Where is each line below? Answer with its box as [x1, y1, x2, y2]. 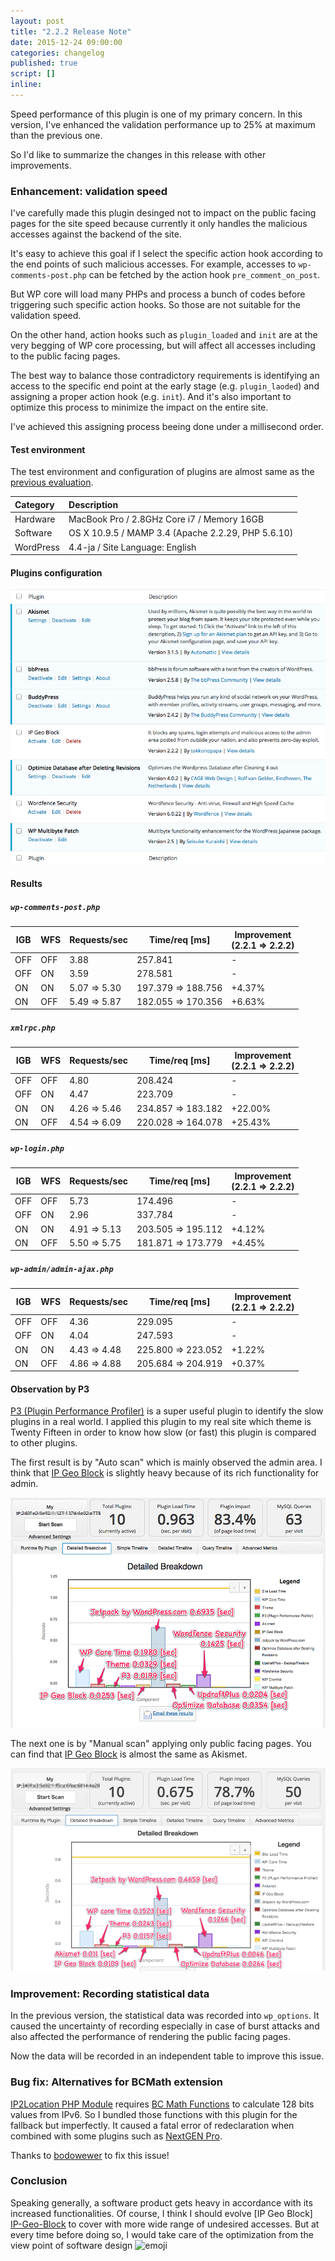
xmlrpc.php [10, 1023, 56, 1033]
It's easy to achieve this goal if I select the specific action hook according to [10, 248, 324, 260]
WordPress [14, 541, 61, 553]
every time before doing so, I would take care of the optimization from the [10, 2228, 314, 2240]
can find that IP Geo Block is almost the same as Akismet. [10, 1748, 248, 1760]
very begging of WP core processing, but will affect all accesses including [10, 340, 316, 352]
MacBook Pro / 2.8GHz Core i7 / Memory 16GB [68, 513, 265, 525]
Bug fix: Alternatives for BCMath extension [10, 2075, 223, 2089]
